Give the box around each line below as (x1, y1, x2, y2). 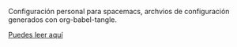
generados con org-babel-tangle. (8, 15, 117, 24)
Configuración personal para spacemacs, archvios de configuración (8, 7, 230, 16)
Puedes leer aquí (8, 31, 63, 39)
